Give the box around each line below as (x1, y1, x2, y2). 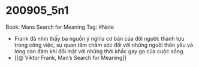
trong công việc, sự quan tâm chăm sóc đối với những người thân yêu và (14, 41, 193, 48)
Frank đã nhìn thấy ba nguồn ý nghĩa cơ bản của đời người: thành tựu (14, 35, 185, 42)
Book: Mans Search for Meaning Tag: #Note (5, 23, 114, 31)
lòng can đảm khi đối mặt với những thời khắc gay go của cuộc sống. (14, 47, 185, 54)
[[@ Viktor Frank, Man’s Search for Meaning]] (14, 54, 126, 61)
